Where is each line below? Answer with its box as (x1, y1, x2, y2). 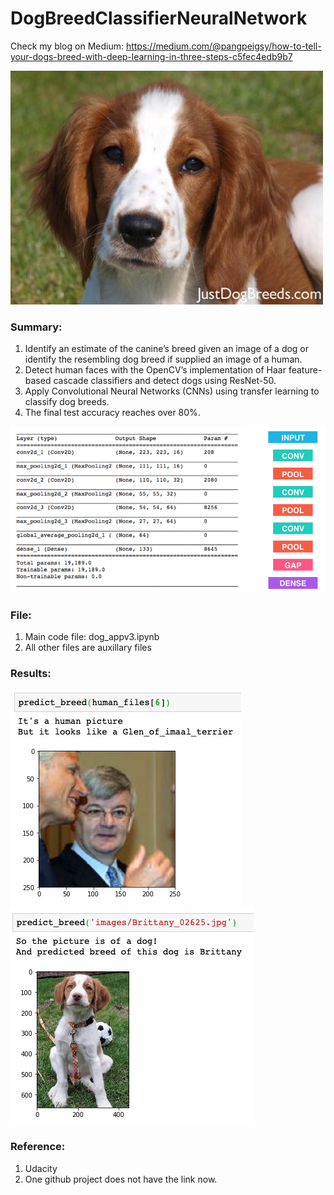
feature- (288, 364, 323, 376)
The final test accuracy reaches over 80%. (24, 407, 201, 419)
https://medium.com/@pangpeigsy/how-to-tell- (125, 40, 322, 52)
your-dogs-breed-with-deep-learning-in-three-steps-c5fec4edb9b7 (10, 50, 293, 62)
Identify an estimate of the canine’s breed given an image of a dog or (24, 343, 310, 355)
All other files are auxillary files (24, 642, 152, 654)
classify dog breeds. (24, 396, 110, 408)
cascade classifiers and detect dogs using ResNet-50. (53, 375, 277, 387)
